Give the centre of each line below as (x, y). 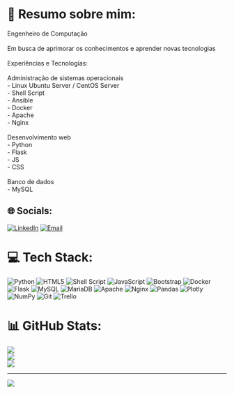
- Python (20, 144)
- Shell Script (26, 93)
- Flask (17, 152)
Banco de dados (31, 181)
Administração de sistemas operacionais (65, 78)
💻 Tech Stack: (50, 257)
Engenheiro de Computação (48, 33)
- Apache (21, 115)
